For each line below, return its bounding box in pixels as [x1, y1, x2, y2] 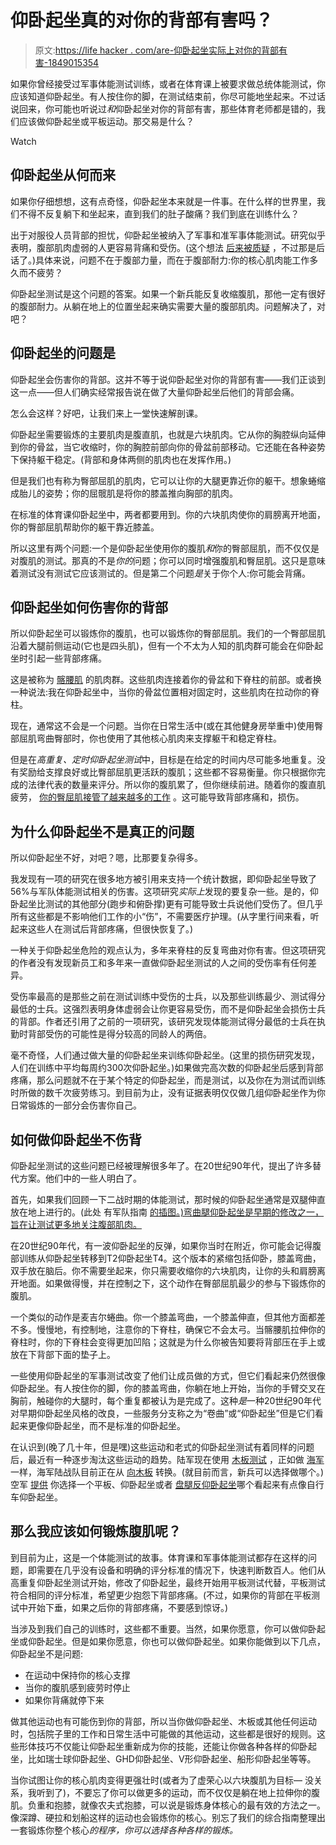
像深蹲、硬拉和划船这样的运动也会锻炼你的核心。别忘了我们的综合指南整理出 [10, 1811, 326, 1823]
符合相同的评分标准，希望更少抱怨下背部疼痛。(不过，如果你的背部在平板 [10, 1589, 312, 1601]
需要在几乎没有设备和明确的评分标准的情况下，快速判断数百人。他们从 [36, 1564, 326, 1576]
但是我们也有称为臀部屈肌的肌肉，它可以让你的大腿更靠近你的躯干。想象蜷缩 [10, 474, 326, 486]
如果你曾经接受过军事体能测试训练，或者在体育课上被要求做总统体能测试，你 [10, 77, 326, 90]
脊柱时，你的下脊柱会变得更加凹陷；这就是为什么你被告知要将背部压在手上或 [10, 1336, 326, 1348]
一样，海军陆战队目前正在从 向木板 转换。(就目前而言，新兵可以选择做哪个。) [10, 1466, 325, 1478]
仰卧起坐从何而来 [10, 167, 116, 184]
